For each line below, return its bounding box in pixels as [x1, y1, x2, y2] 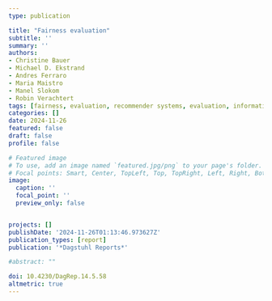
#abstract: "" [8, 258, 57, 266]
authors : [8, 49, 38, 57]
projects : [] [8, 220, 53, 229]
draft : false [8, 132, 53, 140]
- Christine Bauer [8, 57, 70, 65]
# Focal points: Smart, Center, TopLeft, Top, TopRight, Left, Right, [8, 169, 252, 177]
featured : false [8, 125, 63, 133]
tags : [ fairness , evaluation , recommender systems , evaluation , [8, 102, 230, 110]
